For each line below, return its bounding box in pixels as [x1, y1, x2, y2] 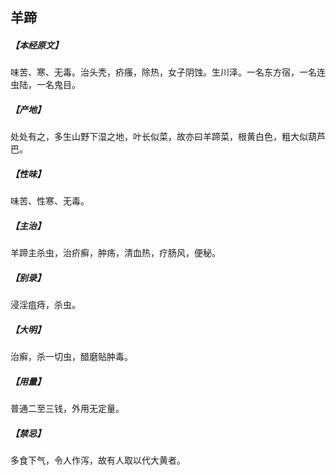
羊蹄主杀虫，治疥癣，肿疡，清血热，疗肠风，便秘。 [10, 247, 221, 259]
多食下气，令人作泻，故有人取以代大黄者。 [10, 454, 186, 467]
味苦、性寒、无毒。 [10, 195, 90, 207]
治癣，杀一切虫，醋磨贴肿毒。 [10, 351, 133, 363]
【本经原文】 [10, 39, 63, 51]
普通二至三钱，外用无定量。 [10, 403, 125, 415]
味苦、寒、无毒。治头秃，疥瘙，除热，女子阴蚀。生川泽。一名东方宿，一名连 [10, 66, 326, 78]
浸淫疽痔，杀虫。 [10, 299, 81, 311]
